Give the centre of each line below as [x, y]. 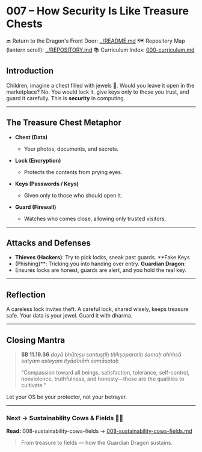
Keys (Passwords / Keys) [47, 184]
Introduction [30, 71]
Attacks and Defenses [49, 243]
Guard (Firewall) [35, 207]
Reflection [26, 294]
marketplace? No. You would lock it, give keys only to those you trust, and [98, 92]
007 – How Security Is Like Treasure [98, 11]
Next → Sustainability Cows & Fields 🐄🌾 [65, 418]
